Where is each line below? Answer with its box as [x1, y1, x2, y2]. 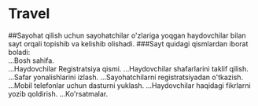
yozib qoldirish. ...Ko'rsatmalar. [8, 89, 109, 98]
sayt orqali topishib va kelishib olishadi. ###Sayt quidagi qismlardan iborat [8, 38, 249, 48]
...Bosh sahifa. [8, 56, 55, 65]
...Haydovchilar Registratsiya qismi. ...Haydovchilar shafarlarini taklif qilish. [8, 64, 249, 73]
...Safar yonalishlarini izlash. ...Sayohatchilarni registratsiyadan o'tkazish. [8, 72, 244, 82]
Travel [8, 5, 50, 23]
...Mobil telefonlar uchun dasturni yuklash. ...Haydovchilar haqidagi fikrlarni [8, 80, 251, 90]
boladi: [8, 47, 31, 57]
